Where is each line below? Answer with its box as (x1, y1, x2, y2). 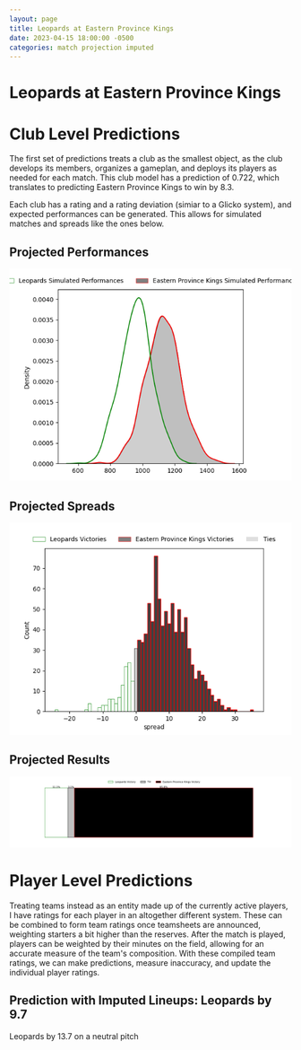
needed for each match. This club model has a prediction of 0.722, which (9, 172, 280, 183)
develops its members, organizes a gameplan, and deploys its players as (9, 162, 278, 174)
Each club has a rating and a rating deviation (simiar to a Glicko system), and (9, 199, 292, 210)
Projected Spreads (9, 498, 116, 513)
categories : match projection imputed (9, 43, 154, 52)
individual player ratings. (9, 967, 100, 977)
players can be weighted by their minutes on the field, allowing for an (9, 938, 264, 949)
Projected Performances (9, 244, 150, 259)
